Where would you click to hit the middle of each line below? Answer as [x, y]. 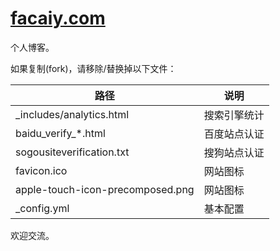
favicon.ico [41, 170]
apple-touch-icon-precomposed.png [105, 189]
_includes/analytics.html [72, 114]
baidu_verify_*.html [60, 133]
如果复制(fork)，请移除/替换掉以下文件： [93, 68]
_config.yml [42, 208]
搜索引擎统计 [234, 115]
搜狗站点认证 [234, 152]
